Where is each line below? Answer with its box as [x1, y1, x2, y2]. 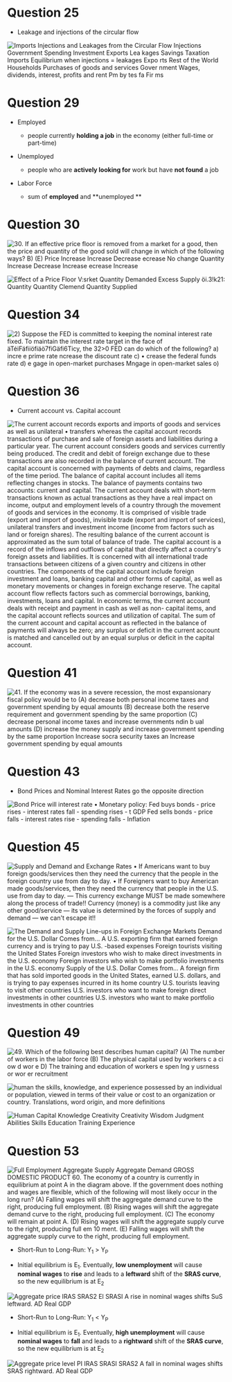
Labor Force [17, 179, 53, 187]
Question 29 [7, 95, 80, 111]
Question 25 [7, 5, 80, 21]
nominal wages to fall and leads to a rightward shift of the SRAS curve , [17, 1337, 224, 1345]
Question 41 [7, 665, 78, 681]
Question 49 [7, 1024, 80, 1040]
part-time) [27, 139, 57, 147]
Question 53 [7, 1143, 80, 1159]
